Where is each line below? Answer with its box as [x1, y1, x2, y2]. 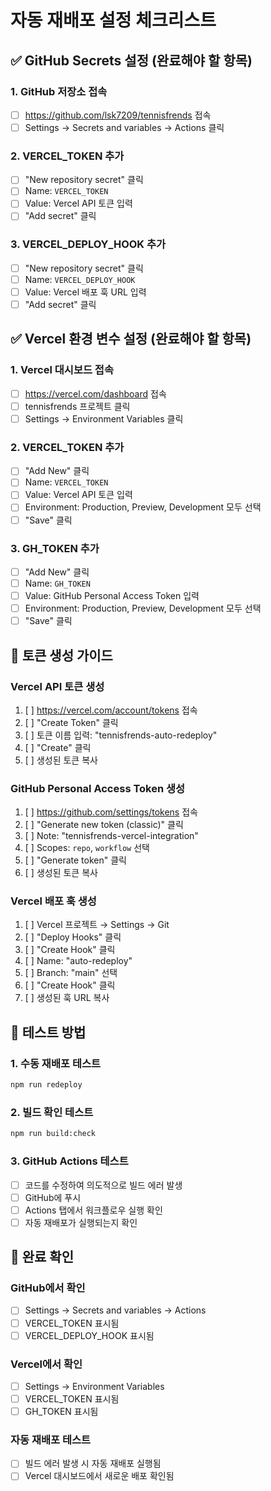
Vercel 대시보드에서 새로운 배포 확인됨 [24, 1470, 175, 1482]
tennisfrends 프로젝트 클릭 [24, 400, 131, 412]
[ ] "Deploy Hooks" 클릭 [24, 931, 122, 943]
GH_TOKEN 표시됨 [24, 1406, 99, 1418]
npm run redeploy [10, 1080, 83, 1090]
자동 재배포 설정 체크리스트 [10, 9, 217, 32]
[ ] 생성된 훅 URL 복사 [24, 992, 110, 1004]
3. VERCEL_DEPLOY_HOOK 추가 [10, 237, 167, 251]
